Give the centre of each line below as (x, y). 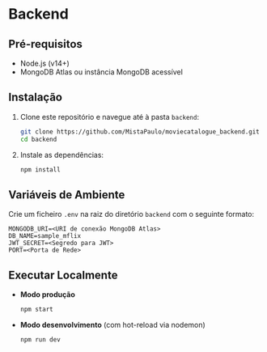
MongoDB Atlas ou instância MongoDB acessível (102, 72)
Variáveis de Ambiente (67, 195)
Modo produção (47, 295)
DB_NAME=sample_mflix (45, 236)
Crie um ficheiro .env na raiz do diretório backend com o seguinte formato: (131, 214)
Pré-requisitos (46, 44)
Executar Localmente (63, 275)
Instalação (36, 98)
